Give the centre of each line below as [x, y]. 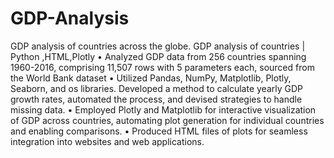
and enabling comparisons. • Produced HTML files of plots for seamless [159, 131]
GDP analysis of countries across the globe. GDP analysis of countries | [158, 46]
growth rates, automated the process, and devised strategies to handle [156, 99]
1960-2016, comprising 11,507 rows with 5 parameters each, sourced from [162, 67]
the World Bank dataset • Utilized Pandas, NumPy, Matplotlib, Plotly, [151, 78]
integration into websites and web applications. [107, 141]
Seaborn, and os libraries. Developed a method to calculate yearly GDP [157, 88]
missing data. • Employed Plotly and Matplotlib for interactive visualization [163, 109]
